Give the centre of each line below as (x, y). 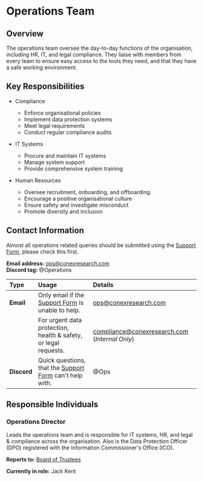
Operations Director (36, 422)
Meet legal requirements (54, 126)
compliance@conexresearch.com (140, 331)
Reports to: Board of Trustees (44, 460)
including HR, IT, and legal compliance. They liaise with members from (94, 55)
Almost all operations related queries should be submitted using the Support (101, 245)
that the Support (61, 368)
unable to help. (59, 310)
